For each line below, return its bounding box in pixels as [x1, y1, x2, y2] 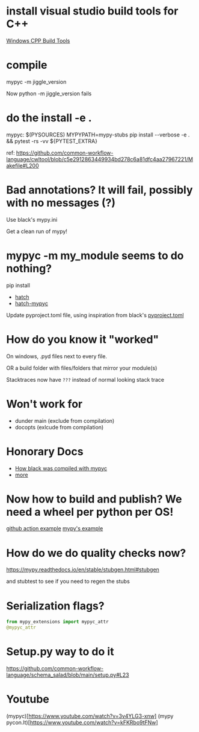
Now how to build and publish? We [6, 492, 182, 506]
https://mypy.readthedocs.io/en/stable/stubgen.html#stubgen [6, 566, 159, 573]
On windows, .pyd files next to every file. [6, 352, 107, 360]
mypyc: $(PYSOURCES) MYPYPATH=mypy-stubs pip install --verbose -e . [6, 131, 190, 138]
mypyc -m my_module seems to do [6, 249, 185, 262]
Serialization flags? [6, 599, 105, 612]
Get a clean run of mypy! [6, 228, 68, 235]
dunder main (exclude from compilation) [14, 417, 115, 424]
